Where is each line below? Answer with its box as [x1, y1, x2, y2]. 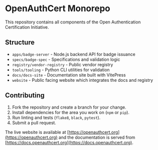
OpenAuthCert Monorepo [5, 3, 110, 14]
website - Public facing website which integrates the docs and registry [12, 77, 153, 83]
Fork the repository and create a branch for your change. [12, 104, 126, 110]
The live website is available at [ [5, 129, 69, 135]
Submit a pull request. [12, 120, 56, 126]
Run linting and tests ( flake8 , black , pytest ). [12, 114, 101, 120]
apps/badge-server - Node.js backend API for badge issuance [12, 51, 136, 57]
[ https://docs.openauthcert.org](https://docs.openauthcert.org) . [5, 139, 134, 145]
